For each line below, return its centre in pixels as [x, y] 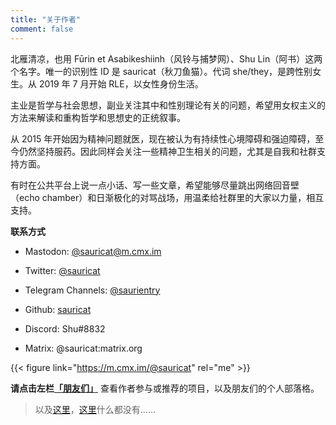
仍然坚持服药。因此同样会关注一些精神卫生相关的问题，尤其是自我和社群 [167, 151]
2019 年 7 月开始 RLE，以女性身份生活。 [121, 83]
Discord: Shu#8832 [65, 328]
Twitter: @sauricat [62, 270]
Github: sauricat [58, 309]
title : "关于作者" [46, 19]
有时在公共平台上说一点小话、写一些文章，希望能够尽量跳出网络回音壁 [155, 185]
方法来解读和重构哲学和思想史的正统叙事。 [98, 117]
